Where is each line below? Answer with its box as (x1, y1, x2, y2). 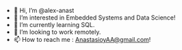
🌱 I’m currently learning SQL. (13, 21, 95, 28)
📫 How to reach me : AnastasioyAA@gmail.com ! (13, 36, 151, 43)
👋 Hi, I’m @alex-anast (13, 7, 75, 14)
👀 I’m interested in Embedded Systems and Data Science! (13, 14, 176, 22)
